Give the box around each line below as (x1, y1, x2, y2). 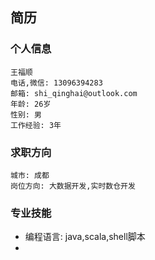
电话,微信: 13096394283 (10, 78, 103, 88)
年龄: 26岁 (10, 99, 52, 109)
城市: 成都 (10, 170, 50, 180)
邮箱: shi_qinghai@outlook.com (10, 88, 138, 98)
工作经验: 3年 (10, 120, 62, 130)
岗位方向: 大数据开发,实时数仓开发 (10, 181, 136, 191)
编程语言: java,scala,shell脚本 (24, 231, 146, 243)
